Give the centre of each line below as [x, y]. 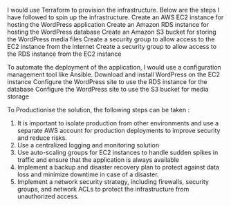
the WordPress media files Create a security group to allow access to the [111, 39]
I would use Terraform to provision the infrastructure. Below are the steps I [113, 10]
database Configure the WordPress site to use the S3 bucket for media [108, 89]
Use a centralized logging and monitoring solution [88, 145]
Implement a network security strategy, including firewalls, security [113, 182]
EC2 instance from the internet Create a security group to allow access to [112, 47]
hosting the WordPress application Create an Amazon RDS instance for [108, 24]
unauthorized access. [48, 196]
